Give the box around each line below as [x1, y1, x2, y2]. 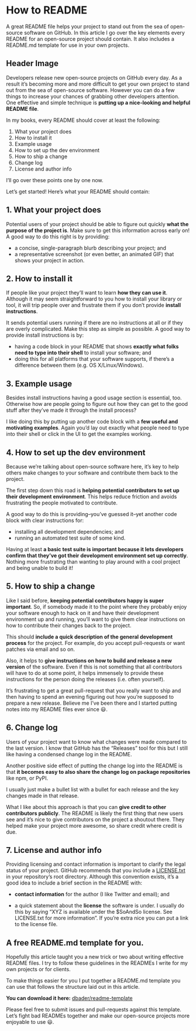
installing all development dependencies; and [14, 528, 124, 535]
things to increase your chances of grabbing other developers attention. [6, 93, 180, 100]
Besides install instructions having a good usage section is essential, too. [6, 394, 183, 401]
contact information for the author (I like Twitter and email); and [14, 891, 170, 898]
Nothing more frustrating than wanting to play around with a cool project [6, 558, 180, 565]
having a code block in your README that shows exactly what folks [14, 343, 179, 350]
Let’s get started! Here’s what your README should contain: [6, 188, 150, 195]
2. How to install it [6, 274, 73, 284]
